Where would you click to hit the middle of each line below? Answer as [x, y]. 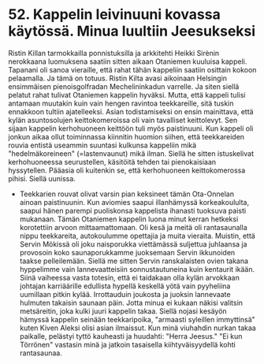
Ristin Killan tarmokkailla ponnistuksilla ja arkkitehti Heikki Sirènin [114, 53]
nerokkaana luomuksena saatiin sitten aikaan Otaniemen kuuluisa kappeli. [128, 61]
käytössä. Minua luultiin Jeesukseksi [132, 31]
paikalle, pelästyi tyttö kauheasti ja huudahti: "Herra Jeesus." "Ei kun [131, 336]
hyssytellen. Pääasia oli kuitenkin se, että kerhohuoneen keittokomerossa [127, 170]
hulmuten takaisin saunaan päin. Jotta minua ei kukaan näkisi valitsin [131, 303]
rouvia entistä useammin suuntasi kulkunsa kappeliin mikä [102, 145]
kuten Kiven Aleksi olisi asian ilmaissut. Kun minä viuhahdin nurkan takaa [138, 328]
